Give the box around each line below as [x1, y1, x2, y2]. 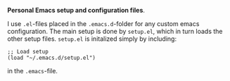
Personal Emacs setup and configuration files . [7, 6, 146, 14]
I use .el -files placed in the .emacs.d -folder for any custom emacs [7, 20, 200, 27]
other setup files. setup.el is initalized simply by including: [7, 35, 177, 43]
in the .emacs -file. [7, 67, 58, 75]
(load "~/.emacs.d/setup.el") [7, 54, 96, 61]
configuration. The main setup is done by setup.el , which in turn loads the [7, 27, 223, 35]
